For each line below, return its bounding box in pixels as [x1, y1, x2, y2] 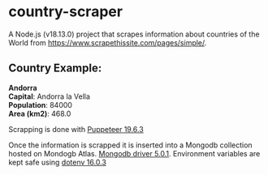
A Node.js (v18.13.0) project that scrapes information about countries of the [8, 29, 260, 39]
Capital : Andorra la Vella [8, 92, 91, 101]
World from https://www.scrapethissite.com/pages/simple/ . [8, 37, 207, 47]
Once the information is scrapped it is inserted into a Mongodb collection [8, 140, 253, 150]
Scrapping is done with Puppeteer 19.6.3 [8, 124, 144, 134]
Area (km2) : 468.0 [8, 109, 71, 118]
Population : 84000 [8, 100, 73, 109]
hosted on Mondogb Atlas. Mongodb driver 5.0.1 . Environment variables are [8, 148, 261, 158]
